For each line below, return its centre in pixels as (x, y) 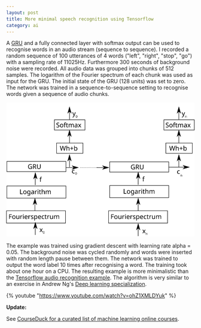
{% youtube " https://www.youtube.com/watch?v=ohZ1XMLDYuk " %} (91, 296)
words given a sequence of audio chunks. (58, 94)
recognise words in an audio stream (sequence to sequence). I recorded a (98, 49)
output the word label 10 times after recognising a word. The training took (97, 265)
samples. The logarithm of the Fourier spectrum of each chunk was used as (100, 75)
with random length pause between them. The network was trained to (92, 258)
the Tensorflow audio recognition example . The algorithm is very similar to (98, 278)
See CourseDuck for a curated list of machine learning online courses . (93, 319)
